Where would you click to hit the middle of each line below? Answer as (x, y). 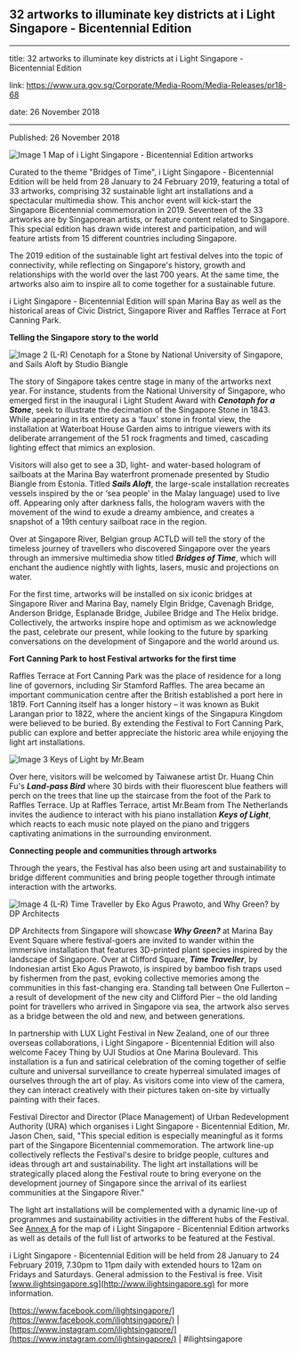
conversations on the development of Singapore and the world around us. (145, 641)
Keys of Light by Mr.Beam (97, 759)
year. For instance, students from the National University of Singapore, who (147, 390)
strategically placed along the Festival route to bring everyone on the (135, 1173)
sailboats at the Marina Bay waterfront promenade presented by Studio (139, 474)
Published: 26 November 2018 (65, 137)
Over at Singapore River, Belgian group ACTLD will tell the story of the (137, 539)
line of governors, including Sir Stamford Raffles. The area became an (137, 685)
